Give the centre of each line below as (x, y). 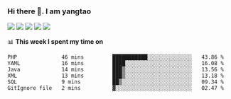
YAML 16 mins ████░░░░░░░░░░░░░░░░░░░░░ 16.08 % (116, 64)
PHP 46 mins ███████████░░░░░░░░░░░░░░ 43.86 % (116, 57)
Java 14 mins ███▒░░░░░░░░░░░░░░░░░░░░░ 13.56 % (116, 70)
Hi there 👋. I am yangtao (49, 11)
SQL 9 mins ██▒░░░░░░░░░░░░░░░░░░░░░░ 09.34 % (116, 82)
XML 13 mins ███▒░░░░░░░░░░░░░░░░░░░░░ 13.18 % (116, 76)
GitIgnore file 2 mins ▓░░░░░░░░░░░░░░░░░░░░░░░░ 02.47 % (116, 88)
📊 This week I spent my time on (55, 42)
